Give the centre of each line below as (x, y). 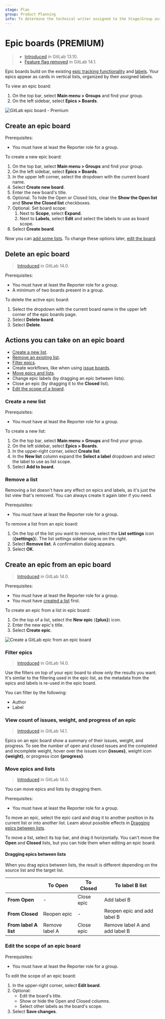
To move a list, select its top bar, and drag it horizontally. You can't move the (82, 838)
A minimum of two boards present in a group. (58, 290)
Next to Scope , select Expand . (51, 213)
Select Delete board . (33, 320)
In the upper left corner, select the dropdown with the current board (81, 177)
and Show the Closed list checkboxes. (51, 203)
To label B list (131, 885)
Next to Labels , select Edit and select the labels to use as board (84, 219)
